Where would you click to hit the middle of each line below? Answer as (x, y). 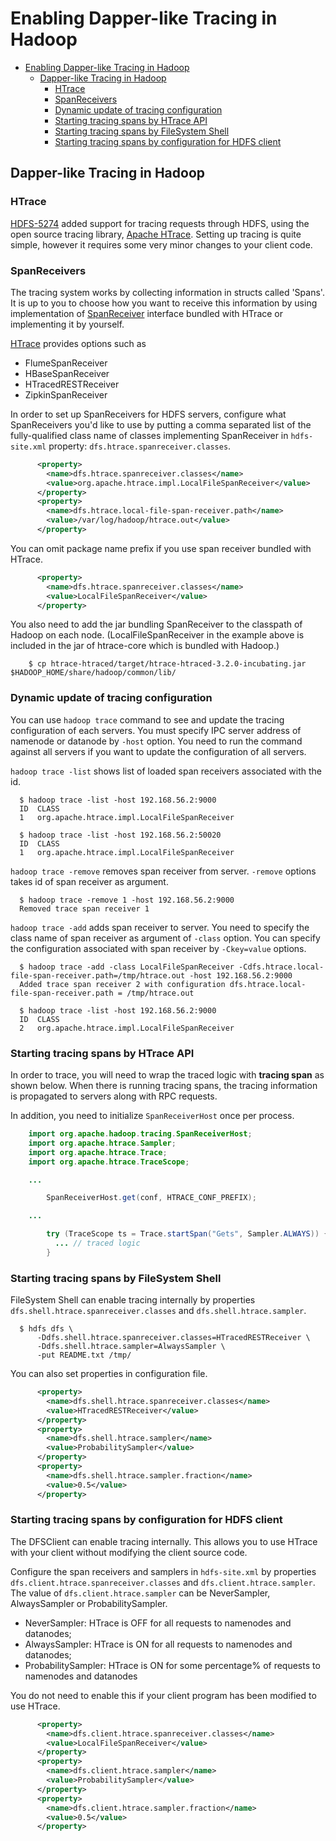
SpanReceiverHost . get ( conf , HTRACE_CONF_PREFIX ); (151, 1198)
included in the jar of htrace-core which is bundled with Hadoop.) (145, 646)
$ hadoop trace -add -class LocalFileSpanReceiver (127, 967)
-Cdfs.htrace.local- (281, 967)
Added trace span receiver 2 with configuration (122, 984)
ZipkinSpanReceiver (66, 394)
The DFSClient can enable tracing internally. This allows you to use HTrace (164, 1541)
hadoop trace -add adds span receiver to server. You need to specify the (160, 927)
